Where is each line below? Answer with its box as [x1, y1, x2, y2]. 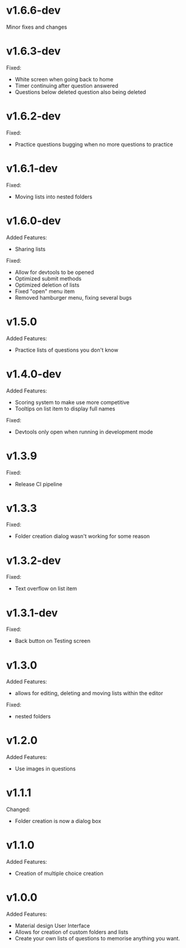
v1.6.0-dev [6, 214, 61, 227]
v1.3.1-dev [6, 606, 58, 620]
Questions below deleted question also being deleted [14, 88, 147, 96]
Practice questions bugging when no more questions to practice [14, 141, 173, 148]
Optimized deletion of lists [14, 281, 80, 288]
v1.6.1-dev [6, 162, 58, 175]
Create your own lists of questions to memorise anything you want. [14, 935, 181, 942]
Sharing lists [14, 245, 46, 252]
